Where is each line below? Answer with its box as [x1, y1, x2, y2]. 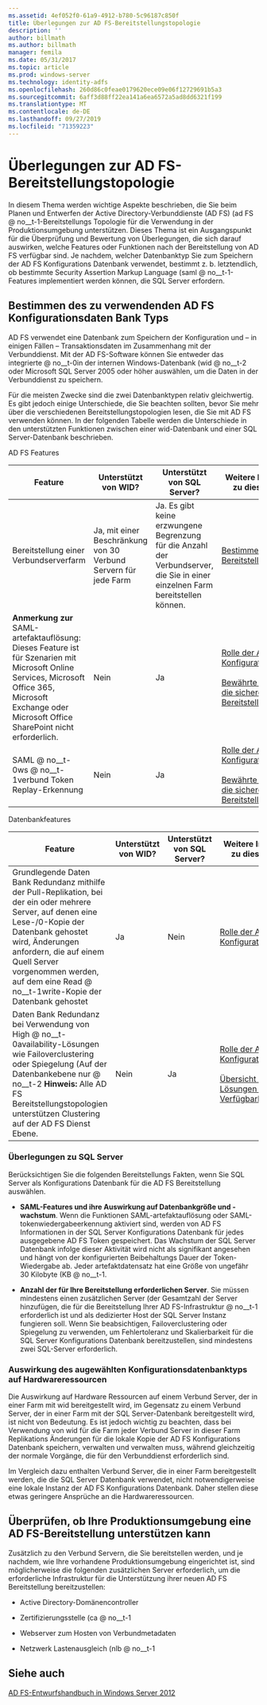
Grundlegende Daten [12, 866, 91, 878]
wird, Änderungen [12, 936, 79, 947]
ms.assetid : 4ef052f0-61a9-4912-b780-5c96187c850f [8, 11, 180, 20]
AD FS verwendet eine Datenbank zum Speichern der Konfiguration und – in [8, 332, 257, 342]
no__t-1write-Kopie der [12, 986, 102, 997]
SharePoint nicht [12, 721, 74, 732]
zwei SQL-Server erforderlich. [19, 1344, 118, 1354]
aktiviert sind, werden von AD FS [114, 1219, 222, 1228]
